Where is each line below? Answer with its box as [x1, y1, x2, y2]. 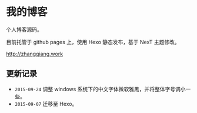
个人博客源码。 [6, 26, 42, 33]
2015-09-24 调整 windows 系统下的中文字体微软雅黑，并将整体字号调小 [14, 85, 186, 92]
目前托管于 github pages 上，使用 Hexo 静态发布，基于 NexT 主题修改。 [6, 38, 181, 45]
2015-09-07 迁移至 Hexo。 [14, 100, 78, 107]
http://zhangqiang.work [6, 50, 64, 57]
